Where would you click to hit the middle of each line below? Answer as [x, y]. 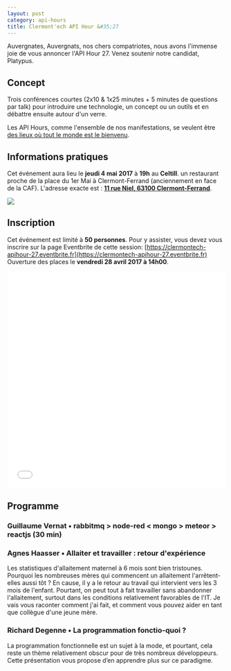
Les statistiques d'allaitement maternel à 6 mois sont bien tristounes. [105, 568]
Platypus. [21, 61]
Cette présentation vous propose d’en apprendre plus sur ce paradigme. [110, 660]
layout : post [26, 14]
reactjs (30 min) [35, 534]
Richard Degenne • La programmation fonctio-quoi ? [97, 630]
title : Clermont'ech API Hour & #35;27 [63, 26]
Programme [33, 506]
